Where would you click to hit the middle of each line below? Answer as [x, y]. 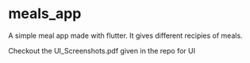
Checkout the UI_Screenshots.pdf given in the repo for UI [102, 50]
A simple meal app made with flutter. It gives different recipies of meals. [126, 35]
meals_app [45, 14]
